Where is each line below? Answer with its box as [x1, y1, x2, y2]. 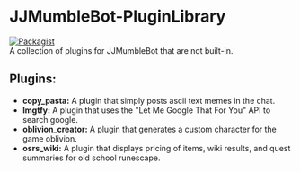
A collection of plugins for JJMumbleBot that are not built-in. [9, 45, 234, 56]
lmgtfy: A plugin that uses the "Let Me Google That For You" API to [22, 105, 271, 116]
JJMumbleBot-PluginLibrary [9, 6, 226, 27]
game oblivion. [22, 133, 78, 144]
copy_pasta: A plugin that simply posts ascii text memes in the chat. [22, 95, 276, 106]
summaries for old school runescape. [22, 152, 161, 163]
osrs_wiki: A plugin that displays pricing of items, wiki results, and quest [22, 142, 291, 153]
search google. [22, 114, 79, 125]
